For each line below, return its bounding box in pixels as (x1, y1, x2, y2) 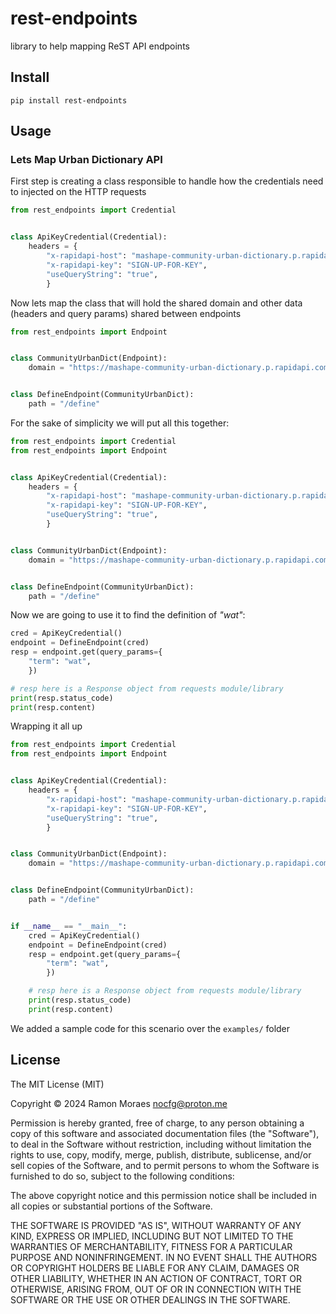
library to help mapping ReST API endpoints (10, 40, 190, 52)
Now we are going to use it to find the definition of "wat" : (10, 609, 246, 621)
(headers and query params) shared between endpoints (10, 307, 242, 319)
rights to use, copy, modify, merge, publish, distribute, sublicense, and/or (10, 1148, 312, 1161)
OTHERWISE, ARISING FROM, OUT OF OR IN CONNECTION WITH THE (10, 1283, 302, 1295)
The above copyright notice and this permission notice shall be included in (10, 1189, 317, 1201)
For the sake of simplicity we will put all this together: (10, 417, 230, 429)
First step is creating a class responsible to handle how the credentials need (10, 175, 324, 187)
